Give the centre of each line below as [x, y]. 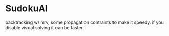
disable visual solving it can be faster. [45, 27]
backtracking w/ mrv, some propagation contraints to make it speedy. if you [85, 22]
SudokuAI [27, 9]
